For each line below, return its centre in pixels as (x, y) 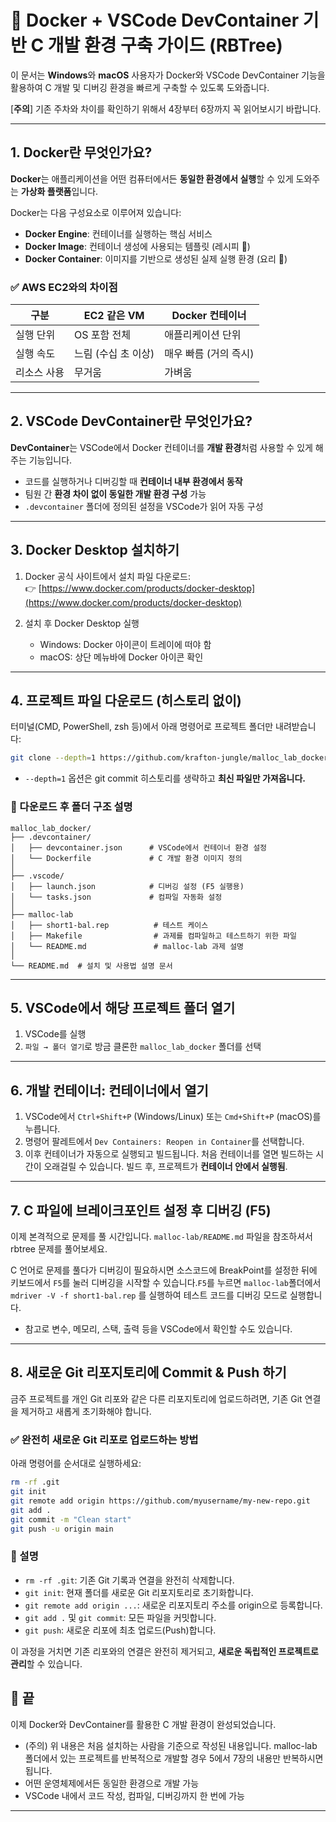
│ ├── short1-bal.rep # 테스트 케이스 (109, 925)
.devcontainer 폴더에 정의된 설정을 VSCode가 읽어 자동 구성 (144, 506)
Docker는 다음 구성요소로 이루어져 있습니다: (96, 212)
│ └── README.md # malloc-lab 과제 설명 (127, 946)
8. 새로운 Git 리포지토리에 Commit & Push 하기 (148, 1372)
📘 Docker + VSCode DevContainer (155, 20)
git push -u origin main (62, 1529)
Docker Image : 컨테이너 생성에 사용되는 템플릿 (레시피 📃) (137, 246)
